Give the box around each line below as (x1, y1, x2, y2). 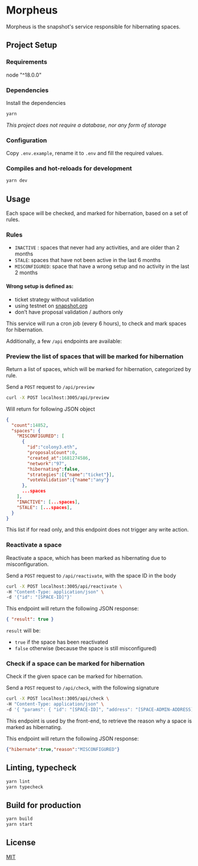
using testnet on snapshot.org (14, 302, 88, 309)
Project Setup (6, 40, 58, 50)
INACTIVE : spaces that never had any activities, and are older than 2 (14, 244, 180, 251)
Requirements (6, 58, 48, 66)
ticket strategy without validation (14, 296, 94, 303)
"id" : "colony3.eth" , (27, 444, 78, 450)
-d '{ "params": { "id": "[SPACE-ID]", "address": (6, 707, 133, 713)
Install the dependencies (6, 99, 66, 106)
